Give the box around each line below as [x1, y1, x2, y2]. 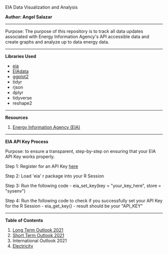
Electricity [12, 243, 33, 249]
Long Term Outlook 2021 [12, 227, 63, 233]
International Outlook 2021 [12, 237, 67, 243]
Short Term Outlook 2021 [12, 232, 64, 238]
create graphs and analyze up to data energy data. [5, 39, 109, 44]
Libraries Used [5, 53, 36, 59]
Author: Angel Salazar [5, 14, 52, 19]
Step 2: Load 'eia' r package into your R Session [5, 173, 104, 179]
